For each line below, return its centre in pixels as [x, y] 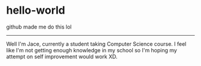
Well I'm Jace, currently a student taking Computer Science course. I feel [96, 44]
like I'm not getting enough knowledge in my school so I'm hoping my [92, 50]
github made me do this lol [39, 27]
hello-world [36, 10]
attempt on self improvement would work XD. [62, 56]
